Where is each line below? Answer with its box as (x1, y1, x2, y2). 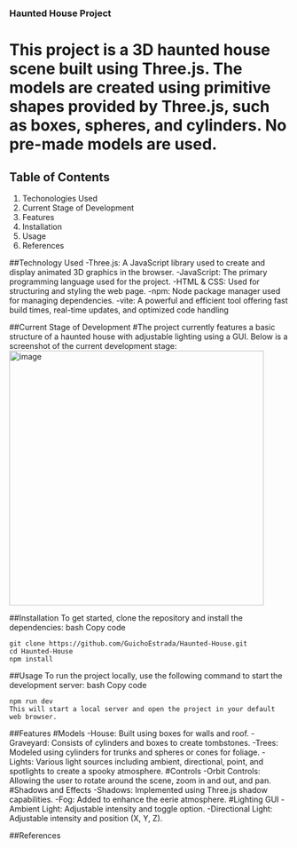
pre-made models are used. (9, 134, 217, 155)
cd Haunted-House (9, 646, 74, 655)
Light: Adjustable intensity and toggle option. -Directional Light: (41, 803, 273, 814)
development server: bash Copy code (9, 679, 147, 690)
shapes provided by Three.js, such (9, 97, 270, 117)
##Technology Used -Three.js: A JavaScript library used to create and (9, 257, 266, 268)
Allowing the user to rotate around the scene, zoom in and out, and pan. (9, 775, 272, 786)
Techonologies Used (21, 193, 98, 203)
